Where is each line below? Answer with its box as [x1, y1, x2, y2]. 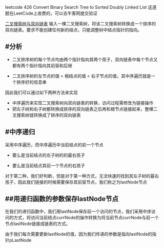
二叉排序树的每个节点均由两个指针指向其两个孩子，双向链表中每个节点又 [12, 56, 158, 62]
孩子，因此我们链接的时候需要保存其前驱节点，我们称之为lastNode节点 [5, 179, 147, 185]
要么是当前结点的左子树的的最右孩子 [12, 152, 85, 158]
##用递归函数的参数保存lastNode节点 [5, 195, 119, 203]
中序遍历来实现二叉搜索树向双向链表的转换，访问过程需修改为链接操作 [12, 100, 154, 106]
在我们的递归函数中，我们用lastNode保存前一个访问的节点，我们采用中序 [5, 208, 151, 214]
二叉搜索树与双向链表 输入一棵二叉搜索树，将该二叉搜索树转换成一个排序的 [5, 21, 156, 26]
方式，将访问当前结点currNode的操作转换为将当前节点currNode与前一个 [13, 215, 159, 221]
